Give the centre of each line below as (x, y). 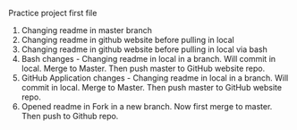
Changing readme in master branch (87, 30)
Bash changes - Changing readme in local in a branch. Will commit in (148, 59)
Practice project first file (53, 13)
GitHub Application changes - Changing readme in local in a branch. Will (155, 78)
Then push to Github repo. (70, 116)
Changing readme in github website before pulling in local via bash (144, 49)
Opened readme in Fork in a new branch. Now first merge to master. (147, 106)
